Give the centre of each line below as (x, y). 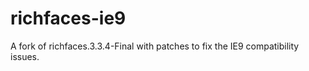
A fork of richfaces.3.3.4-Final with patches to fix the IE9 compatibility (155, 46)
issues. (25, 56)
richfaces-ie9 (68, 18)
